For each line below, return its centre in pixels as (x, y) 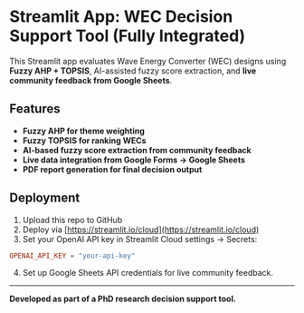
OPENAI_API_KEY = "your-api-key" (72, 256)
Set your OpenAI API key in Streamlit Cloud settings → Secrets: (140, 239)
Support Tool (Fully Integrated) (128, 36)
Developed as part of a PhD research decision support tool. (123, 299)
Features (35, 109)
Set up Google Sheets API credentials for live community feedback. (148, 273)
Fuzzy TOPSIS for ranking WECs (84, 140)
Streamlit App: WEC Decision (121, 17)
